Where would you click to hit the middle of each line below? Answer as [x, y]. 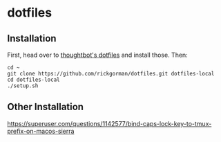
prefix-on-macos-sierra [41, 131]
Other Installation [46, 107]
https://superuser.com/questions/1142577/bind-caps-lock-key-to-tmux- [109, 123]
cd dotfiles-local [33, 80]
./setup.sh [23, 86]
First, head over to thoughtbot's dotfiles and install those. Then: [97, 55]
